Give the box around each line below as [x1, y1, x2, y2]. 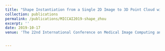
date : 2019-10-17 [5, 25, 41, 30]
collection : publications [5, 12, 58, 17]
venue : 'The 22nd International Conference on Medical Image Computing [5, 30, 155, 35]
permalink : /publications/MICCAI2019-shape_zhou [5, 16, 107, 21]
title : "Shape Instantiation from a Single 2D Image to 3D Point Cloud [5, 7, 155, 12]
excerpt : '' [5, 21, 29, 26]
